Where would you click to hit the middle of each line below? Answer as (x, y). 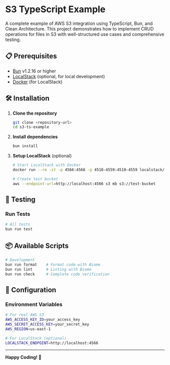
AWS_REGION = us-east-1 (28, 329)
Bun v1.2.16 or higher (34, 71)
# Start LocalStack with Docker (47, 165)
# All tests (18, 224)
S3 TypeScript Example (55, 9)
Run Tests (18, 214)
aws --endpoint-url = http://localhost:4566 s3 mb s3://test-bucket (84, 184)
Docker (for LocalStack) (37, 82)
